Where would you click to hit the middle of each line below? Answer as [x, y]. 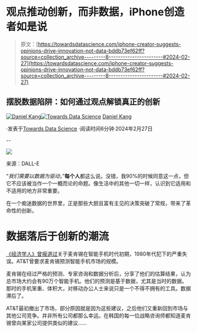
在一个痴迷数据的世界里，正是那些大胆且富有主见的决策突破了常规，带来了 [96, 203]
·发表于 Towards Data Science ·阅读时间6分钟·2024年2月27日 [79, 128]
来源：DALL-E [23, 163]
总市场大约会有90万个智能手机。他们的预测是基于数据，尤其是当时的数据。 [97, 281]
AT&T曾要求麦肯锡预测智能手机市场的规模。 [69, 261]
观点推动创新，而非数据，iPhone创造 [95, 12]
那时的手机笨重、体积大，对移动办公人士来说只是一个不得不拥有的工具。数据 [98, 288]
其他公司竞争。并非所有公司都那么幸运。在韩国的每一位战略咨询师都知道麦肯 [98, 316]
